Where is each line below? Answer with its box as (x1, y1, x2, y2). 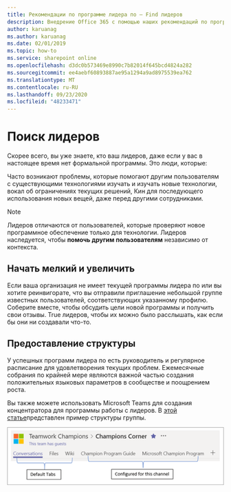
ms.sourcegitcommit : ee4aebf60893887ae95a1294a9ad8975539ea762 (7, 69, 192, 76)
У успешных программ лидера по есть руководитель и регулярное (7, 356, 205, 365)
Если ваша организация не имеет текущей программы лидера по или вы (7, 281, 222, 289)
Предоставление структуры (7, 338, 136, 349)
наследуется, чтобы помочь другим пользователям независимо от (7, 236, 208, 244)
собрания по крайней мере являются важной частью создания (7, 371, 195, 379)
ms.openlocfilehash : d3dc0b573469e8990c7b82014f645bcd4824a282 (7, 62, 192, 69)
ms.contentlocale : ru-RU (7, 83, 78, 91)
